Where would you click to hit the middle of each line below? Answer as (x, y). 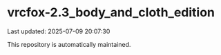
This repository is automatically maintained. (69, 44)
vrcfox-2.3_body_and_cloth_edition (111, 13)
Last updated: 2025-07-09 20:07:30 (59, 31)
